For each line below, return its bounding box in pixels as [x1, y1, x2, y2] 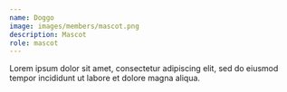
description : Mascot [9, 30, 88, 39]
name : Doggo [9, 13, 54, 23]
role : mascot [9, 38, 59, 48]
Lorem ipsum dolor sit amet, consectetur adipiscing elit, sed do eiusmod [9, 63, 279, 74]
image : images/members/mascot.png [9, 22, 140, 31]
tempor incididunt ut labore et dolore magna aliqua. [9, 73, 201, 84]
